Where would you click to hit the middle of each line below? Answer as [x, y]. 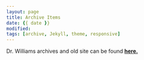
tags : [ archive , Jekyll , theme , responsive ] [63, 34]
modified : [19, 28]
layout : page [23, 12]
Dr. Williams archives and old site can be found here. [72, 51]
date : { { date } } [28, 23]
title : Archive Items [34, 17]
